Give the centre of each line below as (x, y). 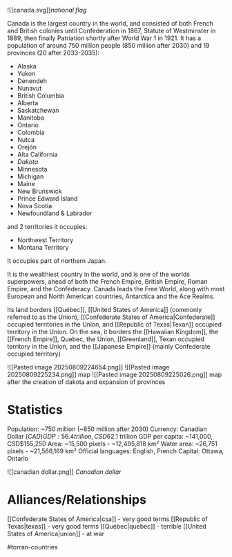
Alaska (27, 66)
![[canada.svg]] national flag (47, 10)
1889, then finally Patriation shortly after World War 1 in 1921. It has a (104, 38)
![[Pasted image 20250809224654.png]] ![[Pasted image (88, 367)
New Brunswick (39, 191)
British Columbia (40, 95)
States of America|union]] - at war (56, 533)
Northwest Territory (45, 240)
